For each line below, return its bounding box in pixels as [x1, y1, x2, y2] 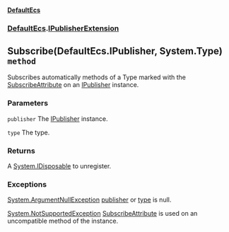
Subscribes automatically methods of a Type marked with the [7, 73, 186, 81]
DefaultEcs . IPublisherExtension [7, 23, 119, 33]
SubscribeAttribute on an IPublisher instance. [7, 81, 139, 89]
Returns [7, 146, 35, 156]
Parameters [7, 98, 48, 108]
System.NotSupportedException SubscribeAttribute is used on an [7, 209, 198, 218]
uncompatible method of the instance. [7, 216, 119, 226]
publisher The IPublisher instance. [7, 114, 108, 123]
